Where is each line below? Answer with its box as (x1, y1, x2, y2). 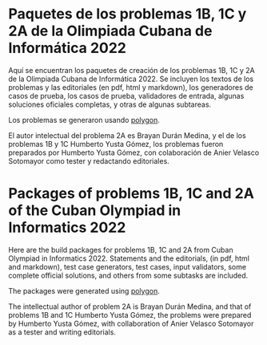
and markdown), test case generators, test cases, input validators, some (8, 262, 246, 271)
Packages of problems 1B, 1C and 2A (8, 185, 254, 203)
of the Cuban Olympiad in (8, 201, 181, 220)
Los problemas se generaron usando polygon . (8, 115, 160, 124)
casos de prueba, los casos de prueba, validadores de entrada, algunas (8, 91, 245, 100)
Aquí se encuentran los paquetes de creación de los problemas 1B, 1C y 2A (8, 65, 255, 75)
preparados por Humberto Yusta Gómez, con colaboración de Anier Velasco (8, 148, 260, 157)
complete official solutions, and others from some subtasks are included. (8, 270, 249, 280)
